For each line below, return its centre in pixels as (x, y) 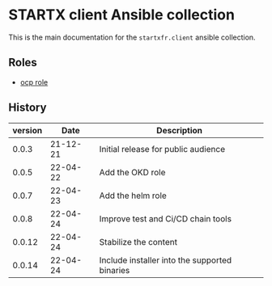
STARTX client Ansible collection (121, 15)
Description (180, 130)
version (28, 130)
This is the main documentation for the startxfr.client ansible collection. (132, 37)
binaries (115, 270)
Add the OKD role (132, 172)
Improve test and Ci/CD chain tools (166, 218)
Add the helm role (133, 196)
